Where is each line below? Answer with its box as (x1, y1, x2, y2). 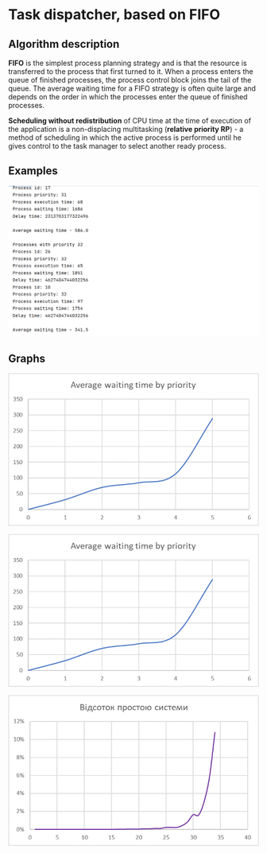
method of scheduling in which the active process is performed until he (8, 133, 242, 142)
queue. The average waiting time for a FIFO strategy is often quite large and (8, 83, 257, 93)
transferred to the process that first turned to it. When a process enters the (8, 67, 253, 76)
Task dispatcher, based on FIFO (8, 6, 221, 24)
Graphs (8, 351, 46, 365)
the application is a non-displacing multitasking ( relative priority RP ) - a (8, 125, 244, 134)
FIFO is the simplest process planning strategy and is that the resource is (8, 58, 248, 68)
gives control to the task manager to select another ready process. (8, 142, 226, 150)
